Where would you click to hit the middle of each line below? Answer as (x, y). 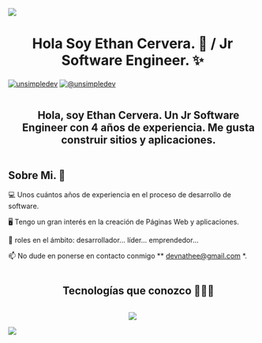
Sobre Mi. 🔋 (37, 175)
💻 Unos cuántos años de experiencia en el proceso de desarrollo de (120, 195)
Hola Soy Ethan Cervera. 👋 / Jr (133, 44)
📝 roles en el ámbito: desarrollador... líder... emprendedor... (103, 240)
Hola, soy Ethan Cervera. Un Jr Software (138, 115)
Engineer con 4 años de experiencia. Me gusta (138, 128)
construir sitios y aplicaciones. (138, 140)
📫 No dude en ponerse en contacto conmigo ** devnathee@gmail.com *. (127, 256)
